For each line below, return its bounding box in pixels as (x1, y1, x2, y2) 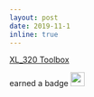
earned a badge (9, 78, 70, 89)
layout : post (9, 13, 59, 22)
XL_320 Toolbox (9, 55, 70, 66)
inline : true (9, 30, 59, 39)
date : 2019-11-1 (9, 22, 70, 31)
